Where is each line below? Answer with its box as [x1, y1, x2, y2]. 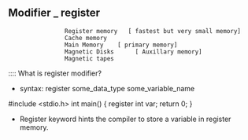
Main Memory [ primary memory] [64, 41, 178, 49]
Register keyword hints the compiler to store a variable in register [19, 114, 231, 123]
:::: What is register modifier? [8, 68, 102, 78]
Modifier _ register [8, 6, 101, 20]
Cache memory [64, 34, 108, 42]
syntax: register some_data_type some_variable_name [19, 83, 195, 93]
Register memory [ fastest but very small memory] [64, 27, 242, 35]
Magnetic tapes [64, 54, 114, 62]
